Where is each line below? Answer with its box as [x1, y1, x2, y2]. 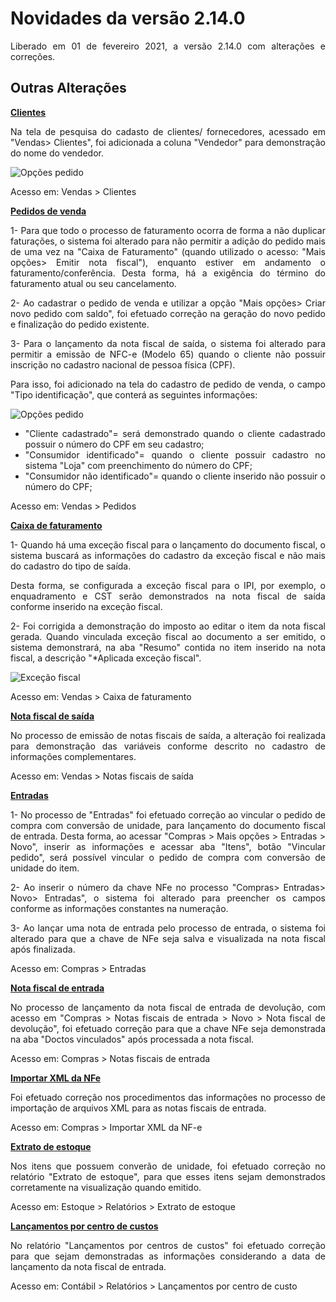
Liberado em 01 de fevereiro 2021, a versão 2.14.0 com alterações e [10, 40, 326, 52]
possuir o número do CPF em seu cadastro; [24, 438, 205, 450]
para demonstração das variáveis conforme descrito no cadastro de [10, 740, 326, 752]
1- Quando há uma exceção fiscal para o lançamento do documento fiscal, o [10, 538, 326, 551]
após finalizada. [10, 943, 76, 955]
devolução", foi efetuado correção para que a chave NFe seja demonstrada [10, 1022, 326, 1034]
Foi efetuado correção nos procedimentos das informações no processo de [10, 1091, 326, 1103]
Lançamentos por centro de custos [10, 1220, 159, 1232]
